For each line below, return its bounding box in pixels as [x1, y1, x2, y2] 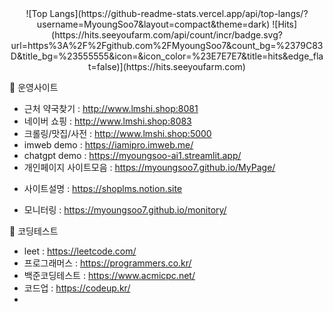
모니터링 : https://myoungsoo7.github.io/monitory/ [23, 204, 227, 216]
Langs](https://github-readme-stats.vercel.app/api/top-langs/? [49, 8, 309, 19]
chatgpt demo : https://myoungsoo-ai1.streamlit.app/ [23, 150, 242, 161]
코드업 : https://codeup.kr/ [23, 282, 131, 294]
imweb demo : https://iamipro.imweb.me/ [23, 139, 194, 151]
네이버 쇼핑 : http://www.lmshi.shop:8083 [23, 115, 192, 127]
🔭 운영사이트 [9, 82, 59, 93]
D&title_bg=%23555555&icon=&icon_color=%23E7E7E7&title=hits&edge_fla [10, 50, 324, 62]
